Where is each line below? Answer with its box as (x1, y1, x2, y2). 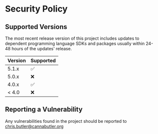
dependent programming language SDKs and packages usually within (5, 41, 145, 46)
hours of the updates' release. (11, 46, 72, 51)
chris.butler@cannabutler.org (5, 123, 64, 129)
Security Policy (5, 3, 68, 15)
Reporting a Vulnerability (5, 105, 83, 114)
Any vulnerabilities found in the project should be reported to (5, 118, 127, 124)
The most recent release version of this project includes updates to (5, 35, 140, 41)
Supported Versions (5, 23, 67, 31)
